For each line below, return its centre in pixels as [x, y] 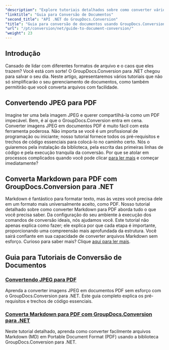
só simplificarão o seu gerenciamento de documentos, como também [77, 81]
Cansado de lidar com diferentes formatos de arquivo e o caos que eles [79, 65]
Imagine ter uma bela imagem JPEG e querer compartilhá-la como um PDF [82, 115]
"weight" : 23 [19, 33]
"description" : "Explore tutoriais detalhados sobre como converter [78, 10]
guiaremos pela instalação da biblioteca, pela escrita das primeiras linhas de [84, 147]
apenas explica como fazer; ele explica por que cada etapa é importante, [81, 226]
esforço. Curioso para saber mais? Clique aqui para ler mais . [68, 241]
